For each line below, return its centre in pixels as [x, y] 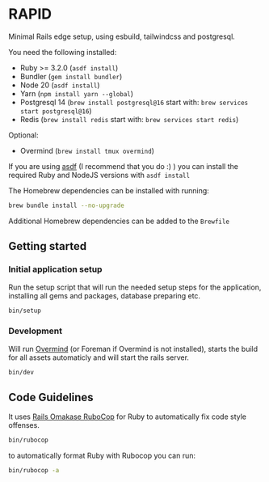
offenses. [24, 425]
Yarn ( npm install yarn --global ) [77, 93]
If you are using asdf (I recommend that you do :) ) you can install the [123, 166]
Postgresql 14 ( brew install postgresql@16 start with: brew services [134, 102]
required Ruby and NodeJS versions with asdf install [99, 175]
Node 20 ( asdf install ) [60, 85]
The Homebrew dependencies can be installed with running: [109, 190]
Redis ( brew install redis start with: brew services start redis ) [129, 119]
